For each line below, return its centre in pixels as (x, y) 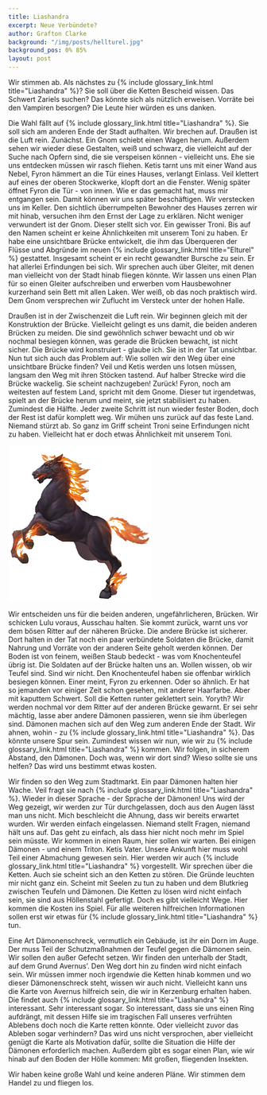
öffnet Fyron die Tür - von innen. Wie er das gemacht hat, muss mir (118, 190)
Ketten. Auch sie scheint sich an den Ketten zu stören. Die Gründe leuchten (132, 874)
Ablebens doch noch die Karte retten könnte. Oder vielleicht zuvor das (124, 1025)
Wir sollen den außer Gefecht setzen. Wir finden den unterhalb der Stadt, (128, 957)
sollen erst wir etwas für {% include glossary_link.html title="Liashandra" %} (133, 917)
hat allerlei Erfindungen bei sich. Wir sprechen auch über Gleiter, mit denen (131, 267)
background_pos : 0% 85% (48, 50)
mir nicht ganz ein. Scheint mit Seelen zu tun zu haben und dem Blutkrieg (128, 883)
